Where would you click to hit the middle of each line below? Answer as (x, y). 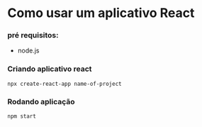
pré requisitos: (33, 35)
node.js (29, 50)
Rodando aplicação (41, 101)
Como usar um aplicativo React (101, 13)
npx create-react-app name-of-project (64, 84)
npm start (22, 116)
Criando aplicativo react (50, 69)
